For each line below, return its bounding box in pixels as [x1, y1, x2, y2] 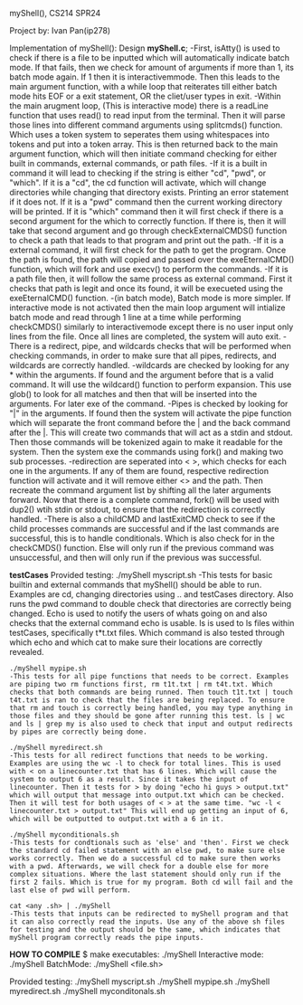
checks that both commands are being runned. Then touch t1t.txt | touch [9, 687, 294, 697]
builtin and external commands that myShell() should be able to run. [9, 579, 262, 590]
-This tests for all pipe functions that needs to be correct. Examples [9, 672, 289, 681]
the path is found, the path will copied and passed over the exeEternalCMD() [9, 254, 295, 265]
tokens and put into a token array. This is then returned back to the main [9, 139, 279, 149]
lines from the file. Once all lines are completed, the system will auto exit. [9, 331, 281, 342]
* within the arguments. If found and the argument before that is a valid [9, 370, 274, 380]
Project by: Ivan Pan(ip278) [9, 25, 111, 35]
